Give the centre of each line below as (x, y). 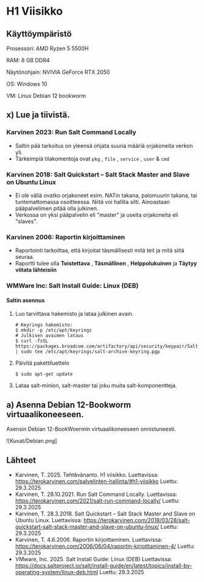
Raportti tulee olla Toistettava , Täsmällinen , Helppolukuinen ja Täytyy (106, 263)
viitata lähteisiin (36, 270)
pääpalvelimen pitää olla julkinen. (57, 208)
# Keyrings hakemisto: (44, 325)
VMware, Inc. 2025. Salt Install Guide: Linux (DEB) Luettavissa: (93, 559)
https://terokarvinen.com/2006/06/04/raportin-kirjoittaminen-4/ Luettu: (105, 546)
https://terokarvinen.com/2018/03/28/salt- (137, 520)
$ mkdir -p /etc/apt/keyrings (54, 330)
